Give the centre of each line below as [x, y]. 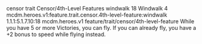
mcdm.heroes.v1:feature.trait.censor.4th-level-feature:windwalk [87, 15]
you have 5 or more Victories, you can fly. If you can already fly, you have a [101, 28]
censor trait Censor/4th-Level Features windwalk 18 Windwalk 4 [87, 8]
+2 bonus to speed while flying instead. [56, 34]
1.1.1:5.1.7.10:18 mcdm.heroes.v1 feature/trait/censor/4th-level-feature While [100, 21]
